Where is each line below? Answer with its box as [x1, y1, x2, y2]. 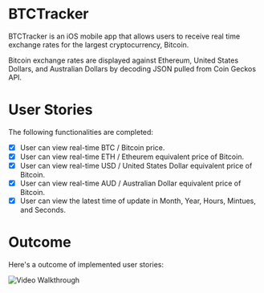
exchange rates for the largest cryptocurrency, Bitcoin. [8, 39, 189, 49]
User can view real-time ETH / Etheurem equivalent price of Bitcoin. [19, 152, 245, 161]
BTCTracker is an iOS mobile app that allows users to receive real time [8, 31, 241, 41]
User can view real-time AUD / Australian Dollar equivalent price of [19, 178, 242, 189]
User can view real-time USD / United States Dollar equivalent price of [19, 161, 253, 170]
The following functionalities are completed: [8, 127, 154, 136]
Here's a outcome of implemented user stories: [8, 260, 164, 270]
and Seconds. [19, 206, 67, 215]
